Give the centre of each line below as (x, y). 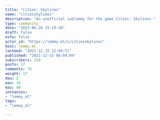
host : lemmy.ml (21, 46)
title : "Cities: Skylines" (33, 10)
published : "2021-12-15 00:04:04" (41, 55)
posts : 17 (15, 64)
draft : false (19, 32)
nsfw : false (17, 37)
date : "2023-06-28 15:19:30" (35, 28)
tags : (11, 101)
